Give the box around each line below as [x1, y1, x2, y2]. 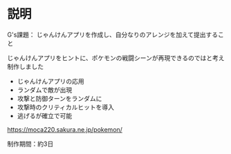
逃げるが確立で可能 [17, 111, 73, 119]
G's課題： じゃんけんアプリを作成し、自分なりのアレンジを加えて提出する [7, 30, 219, 39]
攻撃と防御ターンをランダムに [17, 94, 102, 102]
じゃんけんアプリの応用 [17, 77, 84, 85]
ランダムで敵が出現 [17, 86, 73, 94]
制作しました [7, 62, 44, 70]
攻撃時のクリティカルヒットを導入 [17, 103, 114, 111]
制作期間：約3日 [7, 139, 54, 148]
